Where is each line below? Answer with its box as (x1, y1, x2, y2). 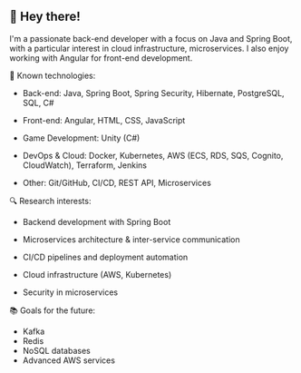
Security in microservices (22, 287, 119, 298)
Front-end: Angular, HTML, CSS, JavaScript (22, 114, 186, 125)
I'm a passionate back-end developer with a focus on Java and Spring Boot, (9, 33, 293, 44)
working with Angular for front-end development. (9, 52, 193, 64)
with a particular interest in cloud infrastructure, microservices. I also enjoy (9, 43, 289, 54)
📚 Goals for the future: (9, 305, 96, 316)
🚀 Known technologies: (9, 70, 96, 81)
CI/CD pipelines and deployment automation (22, 251, 189, 262)
